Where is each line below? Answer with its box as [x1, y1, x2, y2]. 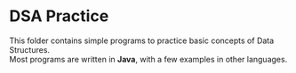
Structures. [9, 44, 51, 55]
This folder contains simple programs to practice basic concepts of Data [9, 35, 275, 46]
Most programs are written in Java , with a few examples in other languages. [9, 54, 288, 64]
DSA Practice [9, 6, 109, 26]
